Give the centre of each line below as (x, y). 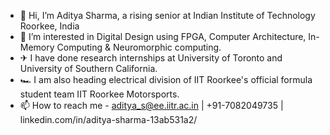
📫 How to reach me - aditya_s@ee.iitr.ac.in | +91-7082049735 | (151, 105)
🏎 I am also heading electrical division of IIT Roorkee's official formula (166, 79)
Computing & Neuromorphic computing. (139, 47)
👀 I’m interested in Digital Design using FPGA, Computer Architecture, (163, 36)
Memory (37, 47)
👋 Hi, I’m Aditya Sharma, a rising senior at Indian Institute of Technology (167, 15)
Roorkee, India (49, 26)
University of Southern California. (88, 68)
